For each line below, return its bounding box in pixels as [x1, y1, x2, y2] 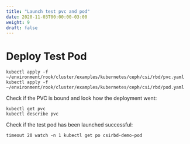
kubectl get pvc [6, 106, 46, 112]
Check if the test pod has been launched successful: [6, 121, 133, 128]
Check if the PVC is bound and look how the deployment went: [6, 94, 157, 102]
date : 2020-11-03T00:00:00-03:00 [6, 14, 88, 20]
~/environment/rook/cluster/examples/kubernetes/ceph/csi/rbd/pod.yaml [6, 85, 184, 90]
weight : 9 [6, 19, 30, 25]
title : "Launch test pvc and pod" [6, 8, 91, 15]
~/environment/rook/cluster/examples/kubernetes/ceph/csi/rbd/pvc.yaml [6, 74, 184, 80]
